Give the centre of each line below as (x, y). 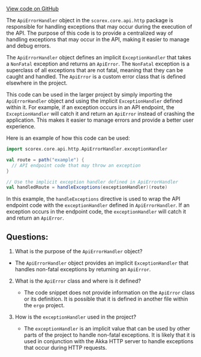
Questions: (27, 237)
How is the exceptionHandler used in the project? (76, 317)
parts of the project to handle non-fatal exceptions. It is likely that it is (109, 335)
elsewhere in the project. (37, 83)
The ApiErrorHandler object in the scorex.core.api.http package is (90, 20)
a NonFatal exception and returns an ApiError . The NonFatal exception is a (98, 64)
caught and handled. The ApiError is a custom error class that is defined (96, 76)
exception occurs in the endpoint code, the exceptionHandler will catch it (96, 212)
